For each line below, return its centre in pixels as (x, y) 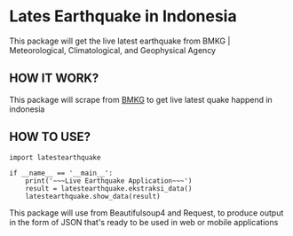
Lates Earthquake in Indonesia (123, 16)
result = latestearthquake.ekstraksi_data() (109, 188)
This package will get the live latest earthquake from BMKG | (120, 41)
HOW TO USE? (50, 137)
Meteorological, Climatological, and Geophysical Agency (112, 50)
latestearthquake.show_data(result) (93, 196)
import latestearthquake (55, 157)
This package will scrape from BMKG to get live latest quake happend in (141, 99)
